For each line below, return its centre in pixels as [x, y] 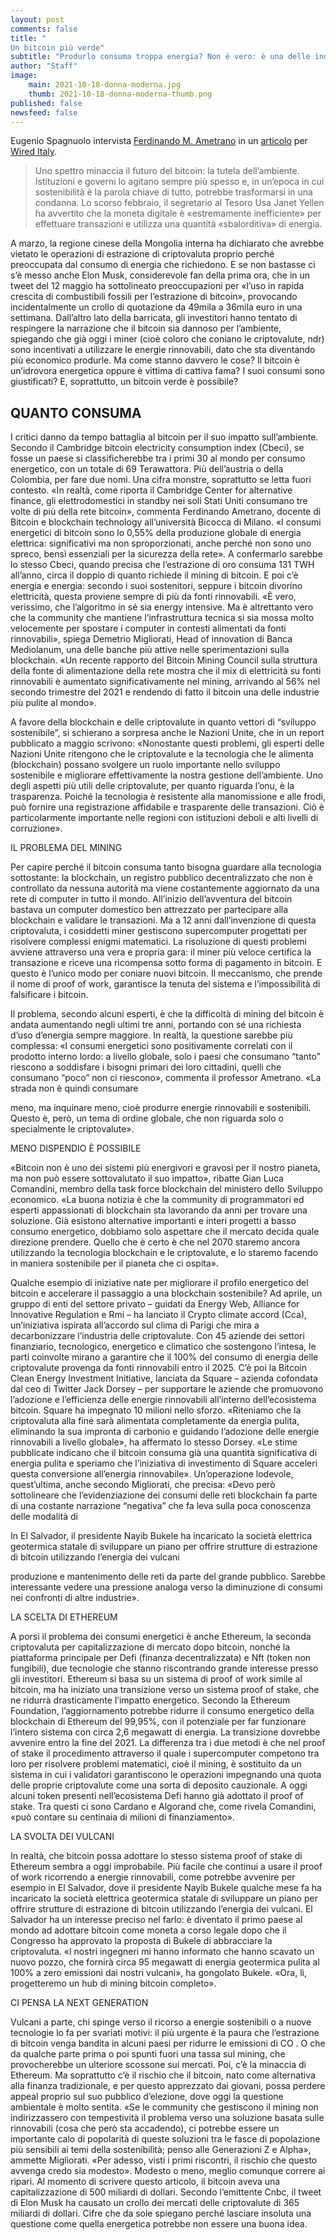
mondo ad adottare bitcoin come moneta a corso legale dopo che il [148, 1930]
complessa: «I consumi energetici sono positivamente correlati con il [151, 1046]
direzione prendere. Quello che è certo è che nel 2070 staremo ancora [155, 1242]
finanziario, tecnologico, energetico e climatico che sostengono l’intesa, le [163, 1347]
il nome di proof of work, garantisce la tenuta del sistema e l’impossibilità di [165, 984]
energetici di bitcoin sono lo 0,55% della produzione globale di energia [156, 533]
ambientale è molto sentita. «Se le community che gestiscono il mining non [164, 2107]
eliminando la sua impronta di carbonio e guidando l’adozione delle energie [165, 1432]
